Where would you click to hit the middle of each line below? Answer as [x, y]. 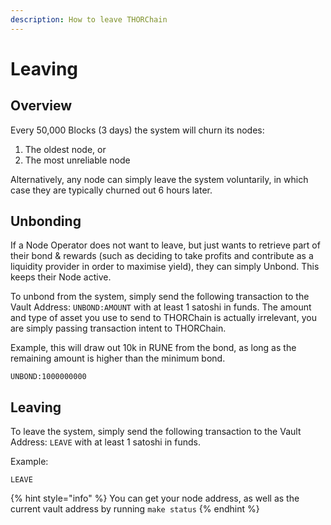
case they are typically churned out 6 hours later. [111, 190]
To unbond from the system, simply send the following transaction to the [160, 297]
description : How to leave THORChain [89, 19]
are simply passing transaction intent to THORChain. [118, 328]
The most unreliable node [77, 160]
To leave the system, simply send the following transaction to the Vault [156, 432]
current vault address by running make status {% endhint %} [135, 509]
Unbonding [46, 221]
